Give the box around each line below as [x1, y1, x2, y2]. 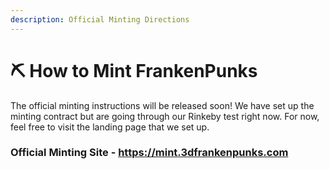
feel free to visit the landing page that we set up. [10, 121, 210, 133]
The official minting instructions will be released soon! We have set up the [10, 99, 315, 111]
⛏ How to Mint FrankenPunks [10, 59, 258, 82]
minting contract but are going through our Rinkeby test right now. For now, [10, 110, 320, 122]
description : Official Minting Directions [10, 14, 190, 25]
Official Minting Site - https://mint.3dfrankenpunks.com [10, 146, 289, 160]
